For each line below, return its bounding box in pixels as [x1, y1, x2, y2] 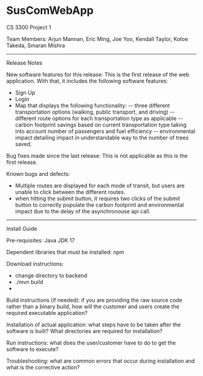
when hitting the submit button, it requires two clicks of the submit [14, 195, 180, 202]
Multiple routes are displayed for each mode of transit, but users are [14, 182, 185, 189]
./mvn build [14, 278, 43, 285]
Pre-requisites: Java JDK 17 [6, 236, 76, 244]
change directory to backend [14, 271, 88, 279]
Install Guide [6, 225, 37, 232]
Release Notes [6, 59, 42, 66]
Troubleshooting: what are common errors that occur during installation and [6, 357, 195, 365]
